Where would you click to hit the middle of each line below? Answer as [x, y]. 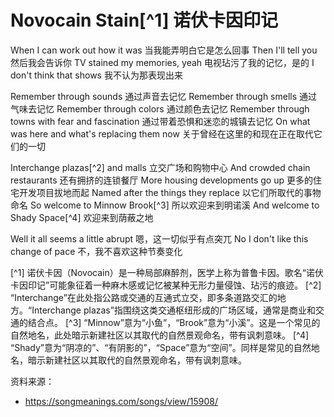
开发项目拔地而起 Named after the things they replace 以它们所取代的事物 [170, 192]
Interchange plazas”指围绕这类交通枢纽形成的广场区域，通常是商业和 [173, 310]
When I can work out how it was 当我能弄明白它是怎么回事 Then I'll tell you [164, 50]
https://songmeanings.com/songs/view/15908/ [121, 401]
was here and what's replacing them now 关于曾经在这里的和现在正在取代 [162, 133]
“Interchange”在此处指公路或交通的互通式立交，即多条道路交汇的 [144, 297]
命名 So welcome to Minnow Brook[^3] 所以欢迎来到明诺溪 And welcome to [165, 205]
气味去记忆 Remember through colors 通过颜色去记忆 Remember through [160, 108]
